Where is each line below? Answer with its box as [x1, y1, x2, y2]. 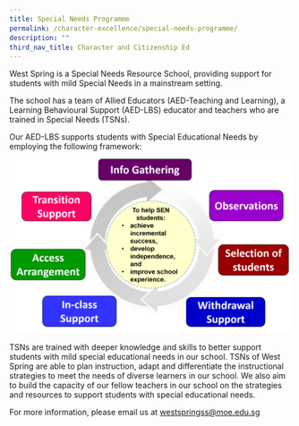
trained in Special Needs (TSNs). [9, 115, 130, 125]
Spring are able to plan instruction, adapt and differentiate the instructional [9, 361, 285, 371]
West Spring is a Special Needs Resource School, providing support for [9, 68, 272, 80]
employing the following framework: [9, 141, 142, 152]
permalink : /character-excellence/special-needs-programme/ [9, 23, 239, 33]
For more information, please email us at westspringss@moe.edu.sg [9, 407, 261, 418]
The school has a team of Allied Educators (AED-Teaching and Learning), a [9, 95, 286, 106]
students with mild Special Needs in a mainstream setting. [9, 78, 223, 89]
